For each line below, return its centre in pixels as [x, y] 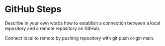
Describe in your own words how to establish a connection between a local [82, 23]
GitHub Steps [33, 9]
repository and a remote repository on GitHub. [53, 28]
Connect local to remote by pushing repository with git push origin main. [79, 38]
